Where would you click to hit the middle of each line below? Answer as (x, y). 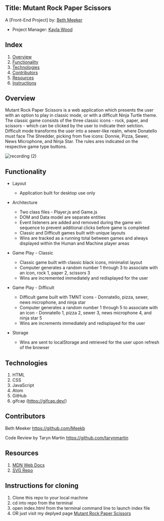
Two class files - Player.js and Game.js (58, 212)
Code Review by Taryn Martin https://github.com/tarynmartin (67, 437)
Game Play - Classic (33, 253)
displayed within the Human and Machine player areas (74, 243)
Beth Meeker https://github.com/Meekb (45, 428)
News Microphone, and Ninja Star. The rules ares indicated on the (72, 142)
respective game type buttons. (36, 146)
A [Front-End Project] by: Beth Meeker (44, 20)
